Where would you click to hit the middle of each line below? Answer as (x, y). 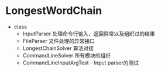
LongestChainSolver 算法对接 (58, 48)
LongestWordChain (54, 11)
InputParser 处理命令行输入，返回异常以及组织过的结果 (89, 34)
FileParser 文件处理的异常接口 (59, 41)
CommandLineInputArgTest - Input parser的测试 (80, 63)
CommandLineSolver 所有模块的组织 (66, 55)
